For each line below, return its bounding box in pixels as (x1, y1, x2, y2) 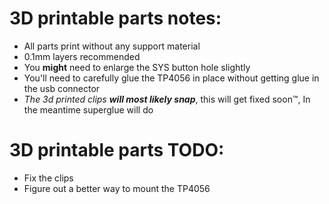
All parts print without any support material (23, 40, 201, 52)
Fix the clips (23, 172, 74, 184)
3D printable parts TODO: (9, 139, 225, 162)
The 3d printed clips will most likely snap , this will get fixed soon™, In (23, 93, 311, 105)
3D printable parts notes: (9, 7, 222, 30)
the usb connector (23, 82, 101, 94)
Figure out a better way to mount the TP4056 (23, 182, 211, 194)
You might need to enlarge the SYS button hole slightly (23, 61, 251, 73)
